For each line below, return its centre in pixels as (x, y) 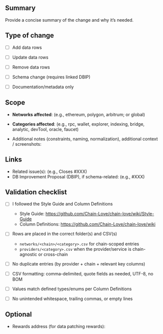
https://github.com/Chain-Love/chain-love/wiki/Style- (100, 214)
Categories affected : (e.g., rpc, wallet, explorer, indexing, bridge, (78, 124)
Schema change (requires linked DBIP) (51, 77)
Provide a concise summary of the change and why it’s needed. (69, 20)
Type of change (29, 36)
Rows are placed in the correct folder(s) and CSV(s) (65, 234)
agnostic (28, 254)
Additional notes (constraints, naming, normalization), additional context (85, 139)
